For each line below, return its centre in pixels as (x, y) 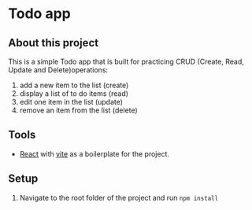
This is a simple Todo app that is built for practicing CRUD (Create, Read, (126, 61)
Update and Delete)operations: (58, 70)
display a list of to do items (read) (74, 94)
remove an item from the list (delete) (78, 110)
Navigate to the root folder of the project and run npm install (119, 197)
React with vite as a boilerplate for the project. (94, 153)
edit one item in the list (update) (71, 102)
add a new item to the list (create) (74, 85)
